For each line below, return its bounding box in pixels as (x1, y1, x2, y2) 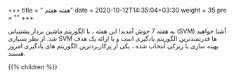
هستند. (8, 49, 26, 57)
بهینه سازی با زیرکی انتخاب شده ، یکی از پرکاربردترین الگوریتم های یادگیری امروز (8, 42, 219, 50)
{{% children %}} (8, 63, 58, 71)
